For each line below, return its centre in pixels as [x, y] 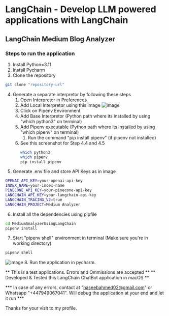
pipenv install [21, 228]
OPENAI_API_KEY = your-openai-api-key [44, 181]
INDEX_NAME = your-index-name [35, 186]
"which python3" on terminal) [51, 121]
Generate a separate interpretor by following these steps [72, 94]
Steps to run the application [40, 53]
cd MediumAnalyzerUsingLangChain [41, 223]
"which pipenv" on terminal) [49, 132]
